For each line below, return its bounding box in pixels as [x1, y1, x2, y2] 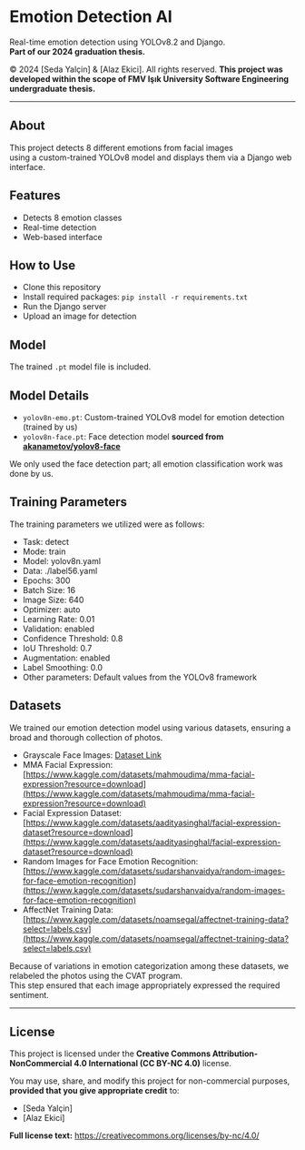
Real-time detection [22, 221, 97, 233]
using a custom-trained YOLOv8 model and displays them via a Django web [9, 152, 292, 163]
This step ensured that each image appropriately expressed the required [9, 980, 280, 991]
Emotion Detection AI [9, 6, 172, 27]
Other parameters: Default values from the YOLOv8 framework [22, 671, 257, 682]
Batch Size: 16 [22, 584, 75, 595]
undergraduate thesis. [9, 83, 96, 94]
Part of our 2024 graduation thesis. [9, 45, 145, 56]
